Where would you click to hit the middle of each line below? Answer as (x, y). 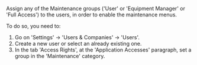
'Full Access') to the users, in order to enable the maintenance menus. (92, 15)
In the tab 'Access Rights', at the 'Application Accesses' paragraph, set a (103, 50)
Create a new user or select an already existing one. (78, 44)
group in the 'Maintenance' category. (60, 56)
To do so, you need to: (33, 26)
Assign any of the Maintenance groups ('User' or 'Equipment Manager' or (96, 8)
